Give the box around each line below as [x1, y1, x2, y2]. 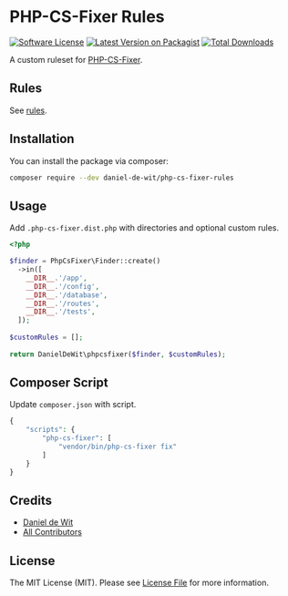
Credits [9, 492, 53, 508]
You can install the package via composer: [9, 155, 169, 166]
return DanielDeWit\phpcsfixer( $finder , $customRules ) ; [9, 349, 226, 359]
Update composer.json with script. [9, 399, 137, 410]
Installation [9, 131, 75, 147]
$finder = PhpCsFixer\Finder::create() [9, 257, 161, 266]
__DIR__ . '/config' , [26, 282, 100, 291]
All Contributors [22, 527, 82, 538]
